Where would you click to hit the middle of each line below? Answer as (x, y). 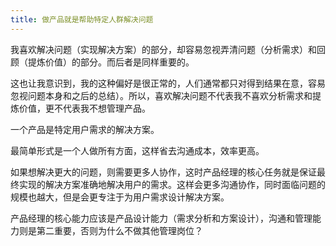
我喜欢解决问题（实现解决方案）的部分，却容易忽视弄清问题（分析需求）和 (163, 49)
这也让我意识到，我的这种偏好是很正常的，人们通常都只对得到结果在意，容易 (168, 83)
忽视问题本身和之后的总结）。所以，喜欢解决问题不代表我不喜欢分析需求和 (161, 95)
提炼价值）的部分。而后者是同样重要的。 (111, 62)
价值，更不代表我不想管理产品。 (84, 108)
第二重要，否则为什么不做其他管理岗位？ (119, 230)
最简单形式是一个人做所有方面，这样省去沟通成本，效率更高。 (137, 150)
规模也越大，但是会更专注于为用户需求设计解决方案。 (120, 197)
